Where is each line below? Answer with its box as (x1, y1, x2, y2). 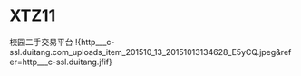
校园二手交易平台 (9, 36, 73, 47)
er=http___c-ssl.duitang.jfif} (9, 56, 113, 67)
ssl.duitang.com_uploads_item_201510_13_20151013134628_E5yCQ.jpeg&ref (9, 46, 292, 57)
